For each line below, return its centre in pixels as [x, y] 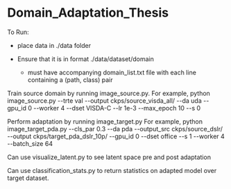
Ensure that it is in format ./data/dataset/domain [85, 59]
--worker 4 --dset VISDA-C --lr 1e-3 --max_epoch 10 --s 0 [117, 108]
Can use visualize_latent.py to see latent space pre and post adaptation [109, 157]
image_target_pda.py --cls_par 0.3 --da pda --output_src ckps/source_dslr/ [115, 129]
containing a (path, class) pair [70, 80]
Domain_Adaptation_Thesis [88, 13]
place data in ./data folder [54, 45]
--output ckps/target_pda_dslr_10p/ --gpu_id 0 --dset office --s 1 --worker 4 [116, 136]
